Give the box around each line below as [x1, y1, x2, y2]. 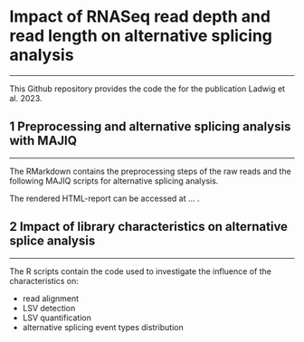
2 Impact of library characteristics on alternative [9, 219, 288, 234]
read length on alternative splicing [9, 25, 273, 46]
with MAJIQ [9, 133, 78, 148]
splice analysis [9, 233, 96, 249]
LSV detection [22, 302, 76, 313]
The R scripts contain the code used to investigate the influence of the [9, 265, 271, 277]
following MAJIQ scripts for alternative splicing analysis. [9, 175, 219, 186]
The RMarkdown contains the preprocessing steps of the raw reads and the [9, 166, 291, 176]
